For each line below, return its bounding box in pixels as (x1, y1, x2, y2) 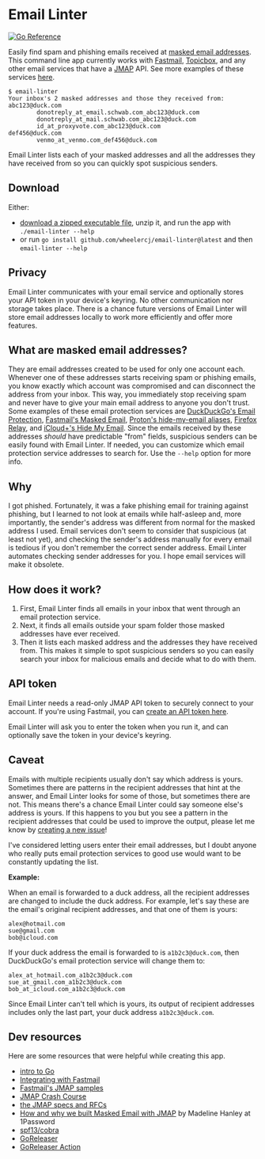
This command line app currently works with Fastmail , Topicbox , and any (8, 55, 247, 65)
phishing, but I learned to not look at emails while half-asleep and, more (8, 509, 242, 519)
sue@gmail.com (8, 926, 55, 935)
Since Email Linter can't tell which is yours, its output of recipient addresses (8, 999, 255, 1009)
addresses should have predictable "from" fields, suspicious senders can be (8, 431, 258, 441)
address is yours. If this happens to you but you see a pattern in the (8, 807, 229, 817)
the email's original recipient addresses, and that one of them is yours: (8, 904, 238, 914)
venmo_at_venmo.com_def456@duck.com (36, 136, 157, 144)
